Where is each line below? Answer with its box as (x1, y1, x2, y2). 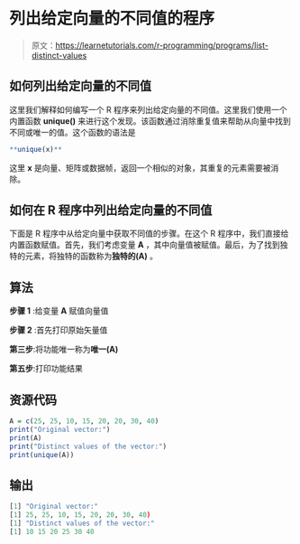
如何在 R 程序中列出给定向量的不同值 (9, 202, 213, 218)
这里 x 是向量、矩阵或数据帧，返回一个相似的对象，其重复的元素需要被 (9, 162, 271, 173)
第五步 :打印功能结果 (9, 363, 84, 374)
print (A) (9, 433, 42, 443)
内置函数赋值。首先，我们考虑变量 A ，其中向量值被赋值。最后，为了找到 (9, 239, 281, 250)
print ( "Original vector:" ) (9, 425, 111, 434)
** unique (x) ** (9, 145, 63, 154)
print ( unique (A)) (9, 450, 75, 459)
